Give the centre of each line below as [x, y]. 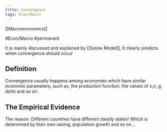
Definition [21, 68]
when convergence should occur [39, 53]
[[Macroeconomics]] [26, 28]
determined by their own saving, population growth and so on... [70, 125]
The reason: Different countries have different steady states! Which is [77, 119]
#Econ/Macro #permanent [32, 38]
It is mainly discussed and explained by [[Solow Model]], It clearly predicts [82, 48]
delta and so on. [22, 91]
